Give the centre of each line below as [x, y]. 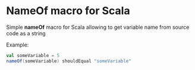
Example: [18, 45]
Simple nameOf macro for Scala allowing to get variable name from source [98, 27]
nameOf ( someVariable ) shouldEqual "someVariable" [69, 61]
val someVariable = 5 [33, 55]
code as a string [26, 33]
